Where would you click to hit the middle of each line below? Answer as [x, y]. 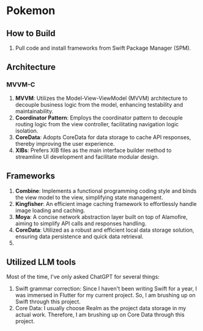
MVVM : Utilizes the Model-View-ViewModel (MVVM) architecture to [101, 98]
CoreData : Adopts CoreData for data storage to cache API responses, [103, 137]
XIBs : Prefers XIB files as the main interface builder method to [93, 150]
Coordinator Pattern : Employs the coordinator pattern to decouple [99, 118]
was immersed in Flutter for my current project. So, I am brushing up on [105, 295]
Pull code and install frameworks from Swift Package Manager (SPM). [103, 48]
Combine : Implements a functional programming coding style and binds [106, 191]
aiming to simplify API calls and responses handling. [81, 223]
